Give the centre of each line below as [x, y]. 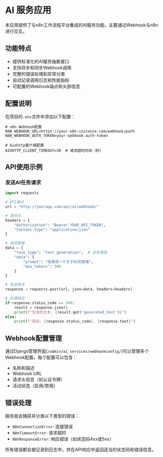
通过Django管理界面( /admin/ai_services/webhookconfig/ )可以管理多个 [77, 351]
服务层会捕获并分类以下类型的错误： [42, 416]
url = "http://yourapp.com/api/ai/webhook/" [52, 207]
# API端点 [14, 202]
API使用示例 [24, 167]
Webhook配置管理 [34, 338]
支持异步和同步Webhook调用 [42, 67]
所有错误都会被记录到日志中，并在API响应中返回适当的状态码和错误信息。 [81, 450]
